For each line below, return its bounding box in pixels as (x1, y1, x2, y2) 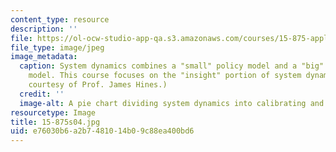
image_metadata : (10, 52, 78, 62)
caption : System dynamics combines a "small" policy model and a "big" (19, 61, 325, 71)
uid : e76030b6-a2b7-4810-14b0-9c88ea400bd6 (10, 126, 195, 136)
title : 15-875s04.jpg (10, 117, 101, 127)
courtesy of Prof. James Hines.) (28, 80, 168, 90)
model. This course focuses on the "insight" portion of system (28, 71, 302, 81)
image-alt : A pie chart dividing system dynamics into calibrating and (19, 98, 325, 108)
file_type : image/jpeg (10, 42, 105, 53)
